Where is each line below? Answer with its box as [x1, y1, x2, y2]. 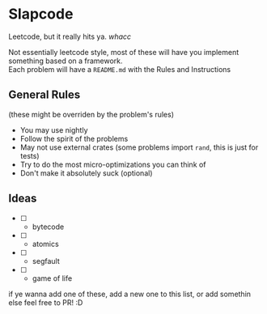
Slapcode [8, 5, 74, 23]
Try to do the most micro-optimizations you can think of [19, 159, 206, 169]
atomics [32, 239, 59, 248]
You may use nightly [19, 125, 88, 134]
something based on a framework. [8, 56, 123, 66]
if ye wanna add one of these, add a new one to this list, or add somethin [8, 289, 252, 299]
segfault [32, 256, 61, 265]
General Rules [8, 88, 81, 102]
